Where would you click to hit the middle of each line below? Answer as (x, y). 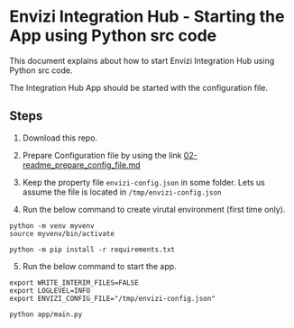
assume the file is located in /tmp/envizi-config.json (122, 192)
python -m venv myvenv (52, 226)
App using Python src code (113, 36)
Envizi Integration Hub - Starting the (147, 17)
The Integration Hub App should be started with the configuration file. (139, 87)
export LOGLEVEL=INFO (50, 290)
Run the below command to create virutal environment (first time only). (154, 209)
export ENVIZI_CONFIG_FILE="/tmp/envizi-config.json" (113, 298)
